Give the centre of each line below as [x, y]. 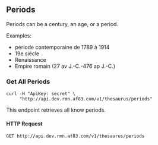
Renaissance [30, 59]
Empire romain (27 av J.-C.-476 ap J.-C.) [65, 66]
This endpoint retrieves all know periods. [56, 110]
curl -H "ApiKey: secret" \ [41, 94]
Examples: [19, 36]
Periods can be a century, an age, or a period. [62, 24]
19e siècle [27, 53]
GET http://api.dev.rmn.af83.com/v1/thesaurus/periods [75, 136]
